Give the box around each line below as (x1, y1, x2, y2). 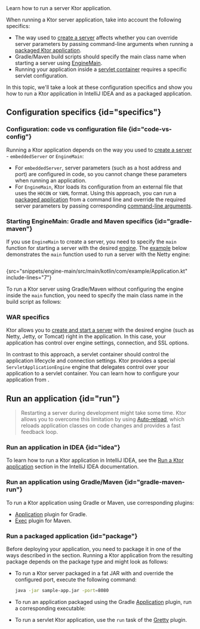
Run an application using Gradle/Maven (6, 478, 124, 486)
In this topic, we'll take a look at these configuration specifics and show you (6, 84, 193, 91)
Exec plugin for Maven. (14, 517, 72, 524)
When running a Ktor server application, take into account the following (6, 16, 181, 23)
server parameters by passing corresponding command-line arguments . (14, 202, 193, 209)
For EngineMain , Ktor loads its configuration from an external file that (14, 183, 183, 190)
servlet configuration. (14, 72, 68, 79)
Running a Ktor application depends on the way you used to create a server (6, 146, 192, 153)
